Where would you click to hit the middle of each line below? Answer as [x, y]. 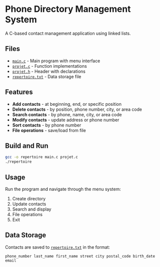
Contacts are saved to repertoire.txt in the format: [58, 247]
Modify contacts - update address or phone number [66, 120]
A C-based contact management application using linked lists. [68, 33]
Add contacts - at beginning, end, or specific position [67, 104]
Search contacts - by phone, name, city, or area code [67, 114]
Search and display [32, 209]
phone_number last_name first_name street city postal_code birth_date [80, 256]
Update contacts [29, 204]
